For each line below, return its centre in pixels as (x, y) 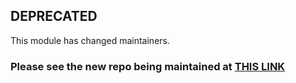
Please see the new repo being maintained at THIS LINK (148, 66)
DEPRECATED (54, 16)
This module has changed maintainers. (90, 40)
